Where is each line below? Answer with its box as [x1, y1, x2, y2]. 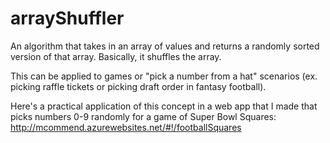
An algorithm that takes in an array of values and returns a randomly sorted [10, 40, 320, 52]
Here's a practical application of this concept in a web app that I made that [10, 100, 318, 112]
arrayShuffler [10, 7, 125, 30]
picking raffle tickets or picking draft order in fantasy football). [10, 80, 267, 92]
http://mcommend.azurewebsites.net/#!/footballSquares [10, 121, 242, 133]
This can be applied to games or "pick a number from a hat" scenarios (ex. [10, 70, 318, 82]
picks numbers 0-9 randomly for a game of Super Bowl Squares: [10, 110, 277, 122]
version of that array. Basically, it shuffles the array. [10, 50, 222, 62]
